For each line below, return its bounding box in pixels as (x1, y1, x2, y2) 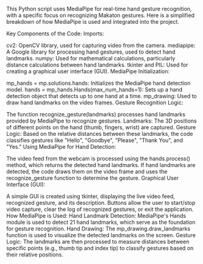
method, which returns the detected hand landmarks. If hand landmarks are (6, 162, 196, 168)
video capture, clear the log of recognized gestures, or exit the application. (6, 205, 194, 213)
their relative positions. (6, 251, 64, 258)
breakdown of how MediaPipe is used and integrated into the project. (6, 18, 179, 25)
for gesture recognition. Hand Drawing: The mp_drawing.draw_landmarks (6, 225, 190, 232)
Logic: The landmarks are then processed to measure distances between (6, 238, 190, 245)
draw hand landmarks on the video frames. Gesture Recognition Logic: (6, 99, 184, 106)
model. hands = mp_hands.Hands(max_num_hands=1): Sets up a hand (6, 86, 183, 93)
